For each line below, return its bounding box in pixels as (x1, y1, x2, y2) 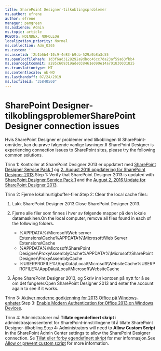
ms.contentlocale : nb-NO (5, 70, 55, 75)
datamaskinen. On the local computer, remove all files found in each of (12, 215, 151, 221)
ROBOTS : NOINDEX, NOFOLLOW (5, 34, 59, 39)
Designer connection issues (5, 121, 120, 131)
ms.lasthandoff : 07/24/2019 (5, 75, 62, 79)
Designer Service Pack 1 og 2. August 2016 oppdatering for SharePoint (5, 167, 146, 172)
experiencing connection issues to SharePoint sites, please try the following (5, 147, 156, 153)
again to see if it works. (12, 285, 59, 291)
